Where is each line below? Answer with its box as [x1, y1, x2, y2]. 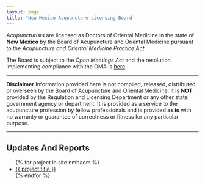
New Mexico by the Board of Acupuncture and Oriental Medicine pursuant [6, 38, 194, 45]
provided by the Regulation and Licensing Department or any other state [6, 93, 188, 101]
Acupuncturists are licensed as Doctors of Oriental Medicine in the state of [6, 31, 194, 39]
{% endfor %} [15, 172, 51, 179]
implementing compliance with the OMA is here [6, 62, 126, 70]
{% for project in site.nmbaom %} [15, 159, 100, 166]
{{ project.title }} [15, 166, 56, 173]
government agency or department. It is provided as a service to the [6, 100, 178, 107]
